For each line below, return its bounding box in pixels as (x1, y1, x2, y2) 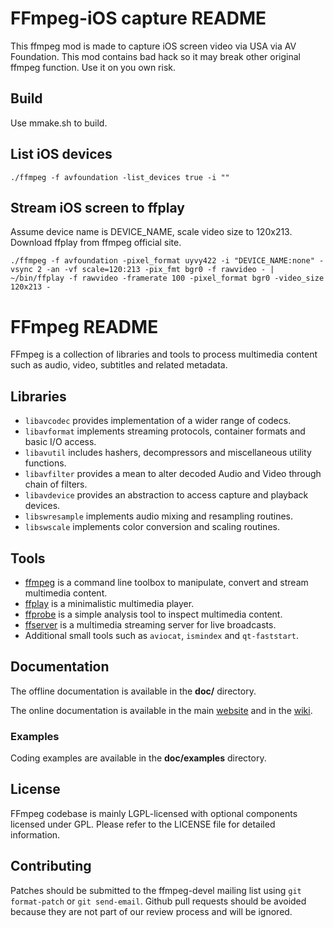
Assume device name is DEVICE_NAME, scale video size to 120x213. (10, 226, 293, 238)
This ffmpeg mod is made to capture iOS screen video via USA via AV (10, 40, 297, 52)
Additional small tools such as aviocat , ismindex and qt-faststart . (24, 629, 300, 641)
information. (10, 828, 61, 841)
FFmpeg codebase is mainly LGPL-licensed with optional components (10, 807, 298, 819)
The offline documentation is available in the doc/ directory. (10, 685, 257, 697)
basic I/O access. (24, 436, 97, 448)
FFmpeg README (10, 315, 159, 338)
